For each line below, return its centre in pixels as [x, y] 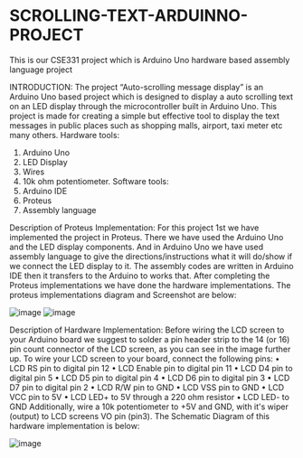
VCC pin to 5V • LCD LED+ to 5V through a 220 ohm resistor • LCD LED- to [149, 397]
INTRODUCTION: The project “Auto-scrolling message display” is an [137, 87]
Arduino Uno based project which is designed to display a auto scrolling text [151, 97]
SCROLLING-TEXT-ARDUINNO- [129, 16]
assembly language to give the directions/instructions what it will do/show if [151, 256]
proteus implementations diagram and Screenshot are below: [123, 294]
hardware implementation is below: [75, 425]
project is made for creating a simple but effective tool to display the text [145, 116]
